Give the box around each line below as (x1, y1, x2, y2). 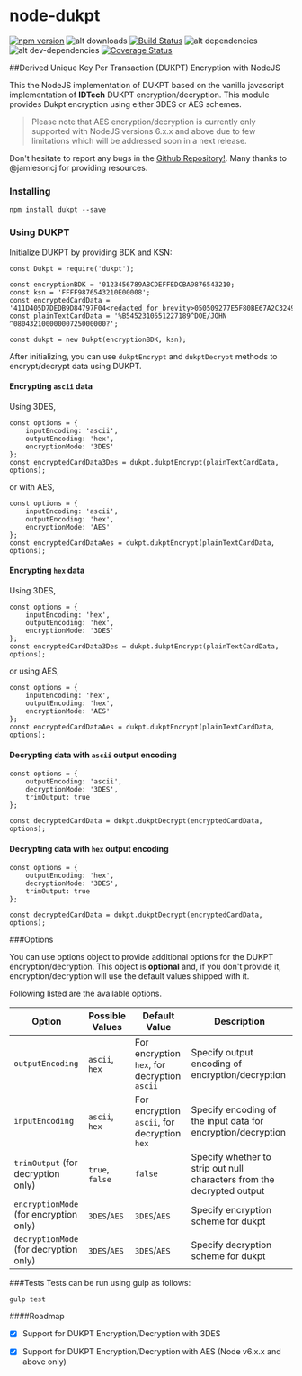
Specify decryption (191, 1239, 272, 1252)
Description (214, 1015, 265, 1027)
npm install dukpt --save (9, 205, 106, 214)
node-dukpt (9, 5, 101, 26)
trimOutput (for (13, 1156, 78, 1169)
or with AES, (9, 481, 56, 492)
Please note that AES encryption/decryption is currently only (31, 116, 256, 127)
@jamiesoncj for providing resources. (9, 162, 148, 173)
